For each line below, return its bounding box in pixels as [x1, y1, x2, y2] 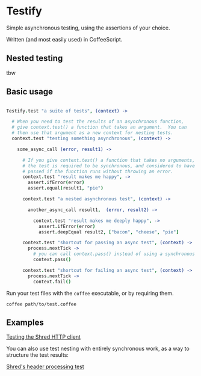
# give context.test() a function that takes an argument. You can [11, 125, 187, 131]
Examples [6, 317, 44, 327]
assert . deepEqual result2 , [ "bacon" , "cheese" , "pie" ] [38, 229, 179, 235]
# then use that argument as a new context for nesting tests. [11, 130, 173, 136]
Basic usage [6, 87, 53, 97]
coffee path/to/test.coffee [6, 301, 77, 307]
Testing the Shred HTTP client [6, 333, 81, 341]
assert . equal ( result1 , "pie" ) [28, 185, 104, 191]
